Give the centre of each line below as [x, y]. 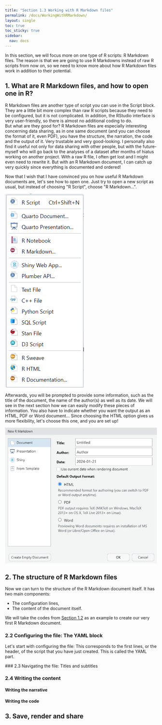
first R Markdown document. [33, 623]
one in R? [19, 94]
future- [149, 146]
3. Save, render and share [44, 716]
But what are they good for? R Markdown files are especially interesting [76, 126]
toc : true [15, 26]
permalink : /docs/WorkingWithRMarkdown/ [46, 15]
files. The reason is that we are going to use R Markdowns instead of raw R [80, 60]
